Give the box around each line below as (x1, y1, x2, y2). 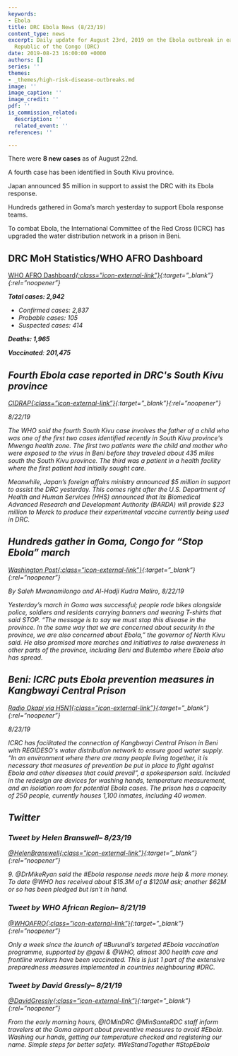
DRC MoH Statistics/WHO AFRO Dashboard (8, 252, 203, 264)
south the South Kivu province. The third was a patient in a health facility (8, 457, 221, 464)
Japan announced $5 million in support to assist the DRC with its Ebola (8, 182, 214, 190)
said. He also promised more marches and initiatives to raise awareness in (8, 638, 226, 646)
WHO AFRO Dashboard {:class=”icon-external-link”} (8, 271, 160, 280)
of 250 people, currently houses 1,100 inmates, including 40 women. (8, 791, 207, 800)
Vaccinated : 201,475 (8, 348, 71, 357)
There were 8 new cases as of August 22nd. (8, 154, 138, 163)
